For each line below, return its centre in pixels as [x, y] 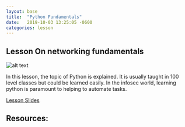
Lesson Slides [23, 100]
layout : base [22, 11]
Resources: [27, 119]
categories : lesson [30, 28]
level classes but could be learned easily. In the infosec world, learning [91, 83]
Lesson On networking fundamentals [75, 51]
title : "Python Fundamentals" [44, 17]
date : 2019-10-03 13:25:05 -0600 [49, 22]
